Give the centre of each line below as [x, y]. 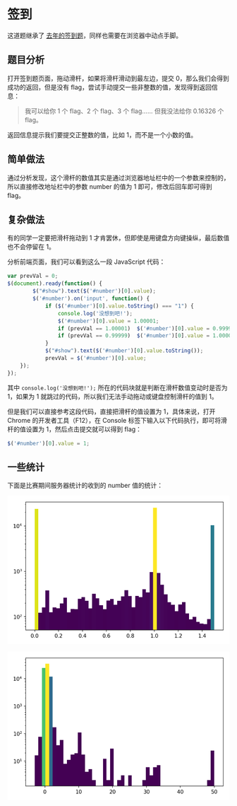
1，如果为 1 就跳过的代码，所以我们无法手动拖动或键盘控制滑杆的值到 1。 [113, 396]
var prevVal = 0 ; [33, 276]
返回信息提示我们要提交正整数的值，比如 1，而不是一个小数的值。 [102, 134]
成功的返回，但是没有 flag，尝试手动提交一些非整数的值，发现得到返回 [109, 87]
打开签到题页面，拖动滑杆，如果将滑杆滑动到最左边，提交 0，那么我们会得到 [118, 78]
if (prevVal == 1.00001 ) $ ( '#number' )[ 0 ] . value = [134, 328]
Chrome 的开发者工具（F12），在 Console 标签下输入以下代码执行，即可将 [114, 420]
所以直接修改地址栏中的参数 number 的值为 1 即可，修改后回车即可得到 [110, 186]
